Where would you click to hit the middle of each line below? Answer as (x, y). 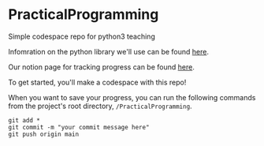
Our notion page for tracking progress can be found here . (101, 67)
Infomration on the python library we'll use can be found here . (108, 51)
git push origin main (44, 134)
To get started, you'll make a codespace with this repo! (97, 82)
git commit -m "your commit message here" (79, 127)
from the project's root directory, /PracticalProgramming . (100, 106)
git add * (24, 120)
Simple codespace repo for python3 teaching (82, 36)
